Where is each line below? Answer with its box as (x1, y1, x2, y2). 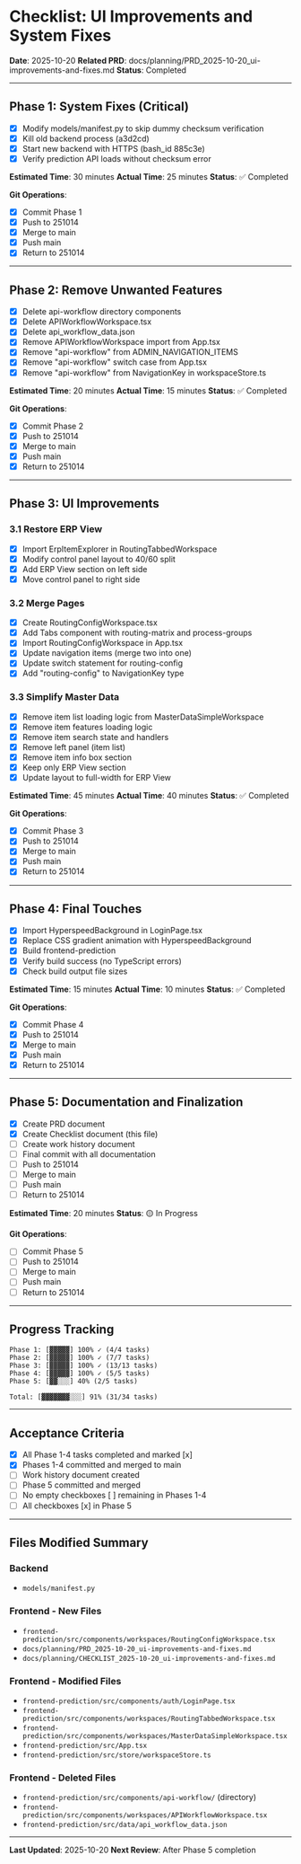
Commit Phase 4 (21, 1019, 84, 1029)
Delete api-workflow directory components (21, 306, 182, 317)
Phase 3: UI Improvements (9, 496, 159, 511)
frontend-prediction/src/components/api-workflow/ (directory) (21, 1792, 257, 1803)
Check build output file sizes (21, 966, 128, 976)
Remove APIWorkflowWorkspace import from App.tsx (21, 337, 221, 348)
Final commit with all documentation (21, 1148, 157, 1160)
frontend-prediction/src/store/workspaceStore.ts (21, 1750, 212, 1760)
